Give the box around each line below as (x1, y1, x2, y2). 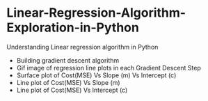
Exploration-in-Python (6, 20, 140, 36)
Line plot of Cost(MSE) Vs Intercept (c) (16, 86, 128, 94)
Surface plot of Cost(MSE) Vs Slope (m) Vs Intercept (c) (16, 71, 177, 79)
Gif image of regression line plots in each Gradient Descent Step (16, 63, 201, 72)
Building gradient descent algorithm (16, 56, 120, 64)
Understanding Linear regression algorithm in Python (6, 42, 159, 51)
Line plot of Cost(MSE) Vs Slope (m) (16, 78, 120, 86)
